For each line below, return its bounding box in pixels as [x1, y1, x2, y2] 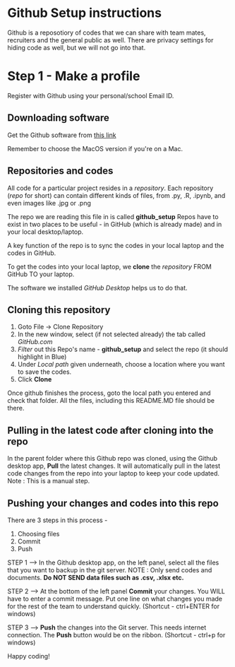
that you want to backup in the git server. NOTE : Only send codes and [7, 565, 212, 574]
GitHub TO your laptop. [7, 270, 75, 278]
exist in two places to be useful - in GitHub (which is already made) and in [7, 220, 222, 228]
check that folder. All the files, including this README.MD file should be [7, 396, 215, 405]
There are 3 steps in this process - [7, 516, 108, 524]
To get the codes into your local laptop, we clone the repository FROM [7, 262, 212, 271]
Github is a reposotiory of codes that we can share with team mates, [7, 28, 206, 37]
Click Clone [17, 375, 52, 384]
